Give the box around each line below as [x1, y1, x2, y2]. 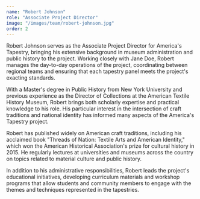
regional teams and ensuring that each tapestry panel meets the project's [6, 68, 189, 75]
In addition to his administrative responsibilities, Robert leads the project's [6, 167, 190, 174]
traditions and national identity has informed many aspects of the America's [6, 112, 195, 119]
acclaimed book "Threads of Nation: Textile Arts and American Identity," [6, 136, 185, 144]
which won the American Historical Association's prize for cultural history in [6, 142, 195, 150]
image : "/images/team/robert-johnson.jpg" [6, 20, 114, 26]
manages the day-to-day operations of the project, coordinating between [6, 62, 188, 69]
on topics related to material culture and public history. [6, 155, 142, 163]
